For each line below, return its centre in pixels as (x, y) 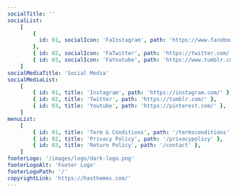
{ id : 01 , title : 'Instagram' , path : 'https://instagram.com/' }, (133, 93)
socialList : (25, 21)
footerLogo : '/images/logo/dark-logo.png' (71, 159)
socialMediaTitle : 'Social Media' (58, 73)
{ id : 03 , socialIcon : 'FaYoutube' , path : (96, 60)
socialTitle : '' (31, 14)
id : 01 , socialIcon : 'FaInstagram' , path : (102, 40)
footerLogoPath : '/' (38, 171)
